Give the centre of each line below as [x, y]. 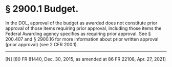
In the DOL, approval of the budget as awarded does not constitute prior [81, 23]
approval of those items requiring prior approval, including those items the [83, 28]
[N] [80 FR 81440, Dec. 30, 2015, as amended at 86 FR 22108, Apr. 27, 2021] [86, 59]
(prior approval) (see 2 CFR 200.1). [42, 44]
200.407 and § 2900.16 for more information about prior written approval [82, 39]
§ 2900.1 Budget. [42, 9]
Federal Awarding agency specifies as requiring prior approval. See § [78, 33]
